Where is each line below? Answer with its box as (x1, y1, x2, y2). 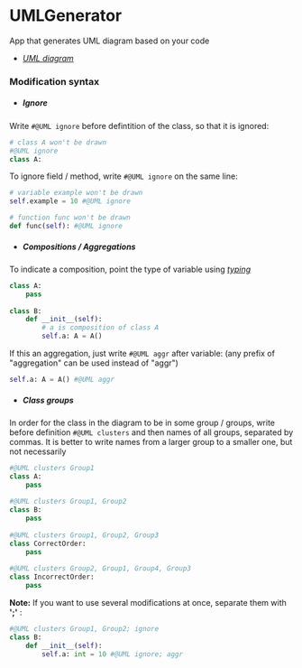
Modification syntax (9, 75, 100, 88)
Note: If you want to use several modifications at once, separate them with (9, 598, 287, 608)
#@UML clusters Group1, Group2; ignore (9, 625, 160, 634)
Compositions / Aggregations (22, 241, 136, 252)
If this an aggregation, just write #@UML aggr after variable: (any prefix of (9, 348, 275, 359)
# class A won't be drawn (9, 137, 106, 147)
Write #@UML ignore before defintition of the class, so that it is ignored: (9, 120, 270, 131)
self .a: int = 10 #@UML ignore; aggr (41, 649, 183, 659)
